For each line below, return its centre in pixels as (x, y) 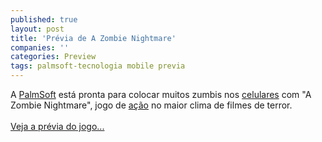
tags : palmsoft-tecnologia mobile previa (98, 66)
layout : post (37, 29)
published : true (44, 19)
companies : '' (40, 47)
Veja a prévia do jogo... (57, 126)
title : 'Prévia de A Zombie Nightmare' (93, 38)
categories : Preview (53, 57)
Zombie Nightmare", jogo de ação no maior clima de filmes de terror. (151, 105)
